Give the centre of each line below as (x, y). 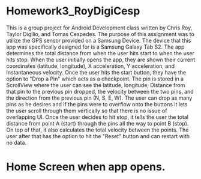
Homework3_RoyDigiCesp (73, 11)
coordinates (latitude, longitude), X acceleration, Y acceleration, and (91, 66)
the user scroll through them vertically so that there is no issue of (87, 111)
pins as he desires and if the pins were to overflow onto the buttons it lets (97, 104)
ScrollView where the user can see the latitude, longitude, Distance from (96, 85)
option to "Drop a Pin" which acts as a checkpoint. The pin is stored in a (95, 79)
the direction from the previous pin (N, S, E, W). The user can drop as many (99, 98)
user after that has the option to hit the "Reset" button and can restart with (98, 136)
